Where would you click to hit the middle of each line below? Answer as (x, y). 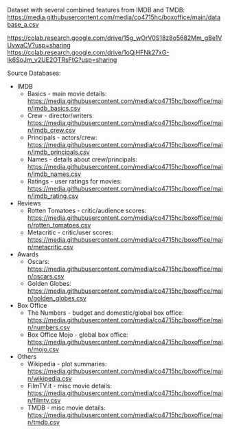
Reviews (29, 203)
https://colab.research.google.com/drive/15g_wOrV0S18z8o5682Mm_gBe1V (115, 38)
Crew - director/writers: (60, 115)
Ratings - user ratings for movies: (74, 181)
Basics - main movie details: (67, 93)
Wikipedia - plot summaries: (67, 364)
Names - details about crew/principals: (82, 159)
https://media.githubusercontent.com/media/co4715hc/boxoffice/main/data (114, 17)
